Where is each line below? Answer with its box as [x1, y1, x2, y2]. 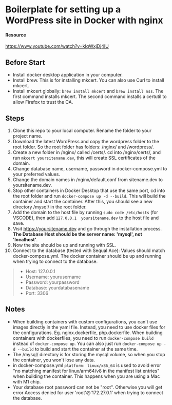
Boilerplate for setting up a [5, 4, 121, 15]
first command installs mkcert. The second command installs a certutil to [12, 93, 167, 100]
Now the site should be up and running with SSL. [12, 242, 117, 248]
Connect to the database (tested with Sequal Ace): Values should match [12, 247, 165, 254]
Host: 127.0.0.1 [25, 268, 55, 275]
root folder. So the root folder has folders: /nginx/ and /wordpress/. [12, 144, 154, 150]
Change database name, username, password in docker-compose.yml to [12, 166, 167, 172]
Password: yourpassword [25, 279, 80, 285]
